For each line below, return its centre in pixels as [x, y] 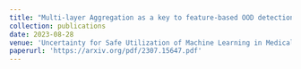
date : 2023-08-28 [42, 34]
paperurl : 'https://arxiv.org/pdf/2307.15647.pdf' [106, 51]
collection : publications [57, 26]
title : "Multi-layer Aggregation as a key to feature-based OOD [132, 17]
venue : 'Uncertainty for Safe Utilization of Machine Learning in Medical [152, 43]
